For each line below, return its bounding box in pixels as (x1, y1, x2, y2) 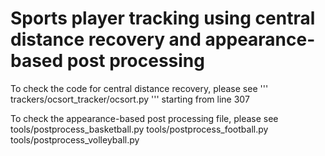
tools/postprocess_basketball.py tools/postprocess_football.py (10, 123, 269, 135)
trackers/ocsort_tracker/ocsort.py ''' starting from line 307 (10, 93, 250, 105)
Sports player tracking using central (10, 7, 316, 30)
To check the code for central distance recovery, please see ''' (10, 82, 269, 94)
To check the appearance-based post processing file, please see (10, 112, 279, 124)
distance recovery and (10, 28, 202, 51)
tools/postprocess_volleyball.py (10, 133, 140, 146)
